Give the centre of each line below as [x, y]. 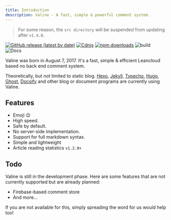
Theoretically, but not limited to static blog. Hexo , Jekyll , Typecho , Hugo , [82, 76]
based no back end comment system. [45, 66]
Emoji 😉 [22, 115]
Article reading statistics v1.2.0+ [47, 148]
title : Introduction [27, 10]
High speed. [26, 121]
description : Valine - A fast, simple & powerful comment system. [78, 15]
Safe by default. [30, 126]
